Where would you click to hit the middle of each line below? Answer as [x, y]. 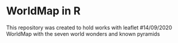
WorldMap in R [43, 11]
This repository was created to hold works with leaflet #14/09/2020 [89, 27]
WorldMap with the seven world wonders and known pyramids [83, 33]
